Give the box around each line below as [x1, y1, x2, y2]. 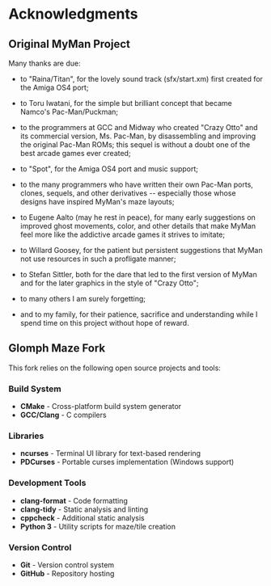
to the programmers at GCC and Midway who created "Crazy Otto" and [19, 123, 258, 132]
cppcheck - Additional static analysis [19, 512, 145, 522]
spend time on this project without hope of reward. [19, 318, 189, 327]
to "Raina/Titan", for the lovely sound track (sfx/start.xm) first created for [19, 74, 263, 83]
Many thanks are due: [8, 58, 81, 68]
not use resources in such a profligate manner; [19, 254, 176, 263]
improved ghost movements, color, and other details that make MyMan [19, 221, 256, 230]
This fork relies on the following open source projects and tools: [8, 363, 221, 373]
